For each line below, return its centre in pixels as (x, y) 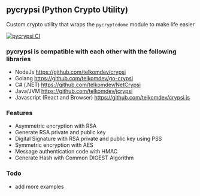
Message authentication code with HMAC (66, 152)
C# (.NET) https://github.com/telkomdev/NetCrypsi (78, 85)
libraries (19, 59)
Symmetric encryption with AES (54, 145)
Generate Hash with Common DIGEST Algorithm (74, 158)
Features (19, 113)
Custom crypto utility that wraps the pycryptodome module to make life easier (101, 24)
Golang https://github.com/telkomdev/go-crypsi (74, 79)
